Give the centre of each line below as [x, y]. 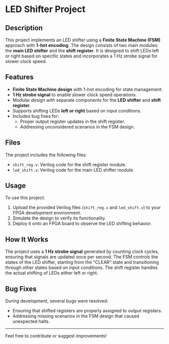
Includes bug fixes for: [36, 116]
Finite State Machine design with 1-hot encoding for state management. [88, 89]
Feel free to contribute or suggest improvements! [56, 336]
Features [19, 77]
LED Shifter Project [45, 9]
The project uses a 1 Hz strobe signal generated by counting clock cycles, [82, 252]
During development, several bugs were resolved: [57, 301]
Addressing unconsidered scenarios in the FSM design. [77, 126]
